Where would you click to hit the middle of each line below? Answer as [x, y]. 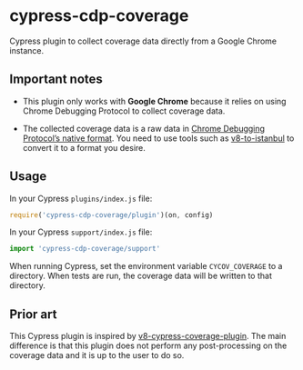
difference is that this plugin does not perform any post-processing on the [148, 345]
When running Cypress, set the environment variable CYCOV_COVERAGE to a [146, 266]
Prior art [33, 314]
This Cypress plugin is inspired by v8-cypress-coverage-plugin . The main [148, 336]
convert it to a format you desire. [84, 147]
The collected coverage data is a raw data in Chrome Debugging [144, 128]
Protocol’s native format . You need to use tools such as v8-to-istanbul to [158, 138]
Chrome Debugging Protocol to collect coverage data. [124, 111]
